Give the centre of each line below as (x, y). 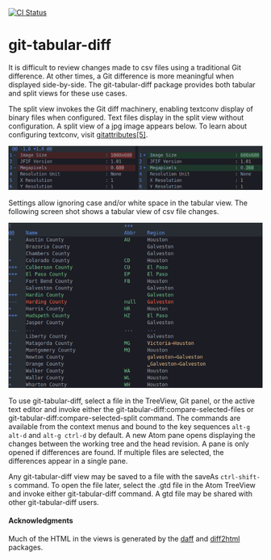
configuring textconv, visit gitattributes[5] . (78, 134)
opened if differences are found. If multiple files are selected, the (116, 452)
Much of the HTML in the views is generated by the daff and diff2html (124, 538)
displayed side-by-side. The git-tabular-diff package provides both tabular (132, 84)
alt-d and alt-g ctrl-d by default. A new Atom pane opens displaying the (132, 435)
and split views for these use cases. (68, 93)
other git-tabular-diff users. (54, 502)
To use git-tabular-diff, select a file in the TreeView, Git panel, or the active (132, 401)
